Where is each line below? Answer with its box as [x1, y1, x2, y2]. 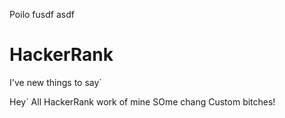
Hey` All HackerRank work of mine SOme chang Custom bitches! [9, 95, 276, 108]
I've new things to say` [9, 76, 102, 88]
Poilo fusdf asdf [9, 9, 75, 20]
